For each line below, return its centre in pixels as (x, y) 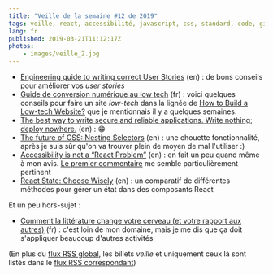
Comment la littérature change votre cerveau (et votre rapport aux (131, 221)
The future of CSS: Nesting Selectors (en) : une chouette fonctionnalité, (140, 137)
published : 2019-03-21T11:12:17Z (65, 39)
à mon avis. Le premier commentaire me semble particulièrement (129, 163)
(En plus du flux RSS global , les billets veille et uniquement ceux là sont (127, 254)
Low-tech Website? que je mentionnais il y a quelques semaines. (128, 111)
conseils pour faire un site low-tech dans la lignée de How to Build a (134, 103)
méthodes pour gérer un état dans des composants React (117, 189)
